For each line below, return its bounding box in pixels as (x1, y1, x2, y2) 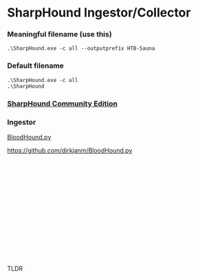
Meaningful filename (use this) (7, 30, 112, 39)
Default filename (7, 61, 64, 70)
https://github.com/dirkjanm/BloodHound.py (7, 146, 133, 155)
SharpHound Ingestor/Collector (7, 5, 191, 21)
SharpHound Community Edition (7, 99, 118, 108)
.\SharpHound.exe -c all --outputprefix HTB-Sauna (7, 45, 155, 52)
